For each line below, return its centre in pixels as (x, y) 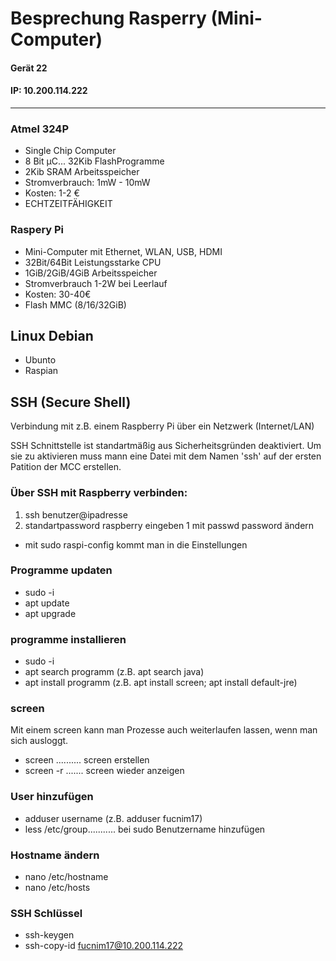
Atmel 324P (40, 129)
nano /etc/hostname (66, 876)
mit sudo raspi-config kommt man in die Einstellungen (136, 544)
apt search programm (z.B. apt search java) (114, 672)
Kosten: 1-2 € (52, 193)
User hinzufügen (52, 797)
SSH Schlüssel (46, 913)
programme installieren (68, 639)
